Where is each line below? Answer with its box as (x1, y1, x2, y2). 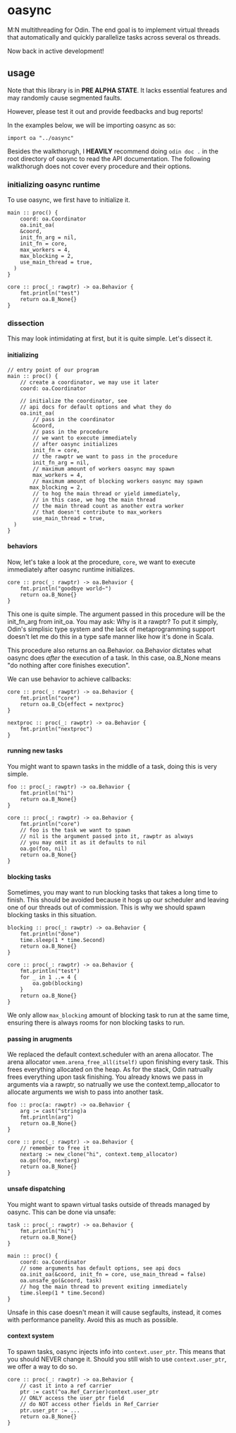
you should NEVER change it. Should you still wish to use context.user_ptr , (7, 1355, 227, 1363)
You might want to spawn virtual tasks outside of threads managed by (7, 1200, 211, 1208)
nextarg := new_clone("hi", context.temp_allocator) (20, 1151, 178, 1158)
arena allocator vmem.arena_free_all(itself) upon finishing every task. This (7, 1058, 229, 1066)
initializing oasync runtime (7, 179, 101, 189)
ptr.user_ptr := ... (20, 1407, 80, 1414)
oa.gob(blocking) (32, 980, 83, 987)
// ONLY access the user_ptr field (20, 1394, 125, 1401)
